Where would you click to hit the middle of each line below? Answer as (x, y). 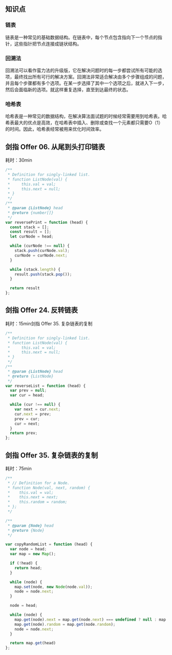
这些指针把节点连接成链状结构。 (48, 44)
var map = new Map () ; (33, 554)
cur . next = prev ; (33, 414)
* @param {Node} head (30, 525)
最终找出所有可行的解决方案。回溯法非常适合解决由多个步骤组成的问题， (90, 76)
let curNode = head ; (32, 237)
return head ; (28, 568)
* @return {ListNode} (30, 376)
